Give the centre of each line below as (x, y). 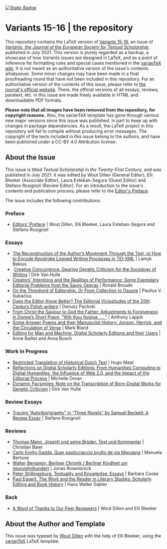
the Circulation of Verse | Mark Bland (50, 328)
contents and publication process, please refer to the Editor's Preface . (77, 190)
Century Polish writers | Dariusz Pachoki (54, 306)
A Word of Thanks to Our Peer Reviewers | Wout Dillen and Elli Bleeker (84, 508)
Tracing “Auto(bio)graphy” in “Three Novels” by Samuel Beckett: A (81, 412)
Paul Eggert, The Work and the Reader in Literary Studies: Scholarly (82, 479)
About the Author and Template (55, 524)
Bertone (20, 458)
